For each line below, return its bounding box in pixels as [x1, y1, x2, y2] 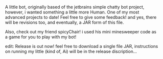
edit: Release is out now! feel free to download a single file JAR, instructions [5, 44, 158, 49]
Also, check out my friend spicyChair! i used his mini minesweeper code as [5, 29, 157, 34]
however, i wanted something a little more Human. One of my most [5, 9, 140, 15]
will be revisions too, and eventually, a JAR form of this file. [5, 19, 124, 25]
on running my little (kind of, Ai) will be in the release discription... [5, 48, 137, 54]
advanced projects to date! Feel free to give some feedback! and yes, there [5, 15, 157, 20]
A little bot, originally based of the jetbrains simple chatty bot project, [5, 4, 144, 10]
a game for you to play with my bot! [5, 34, 77, 40]
